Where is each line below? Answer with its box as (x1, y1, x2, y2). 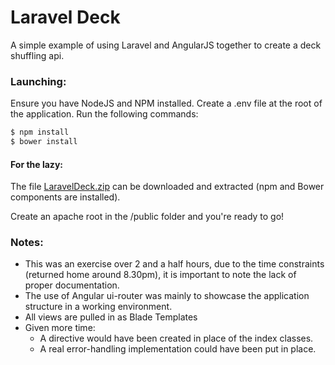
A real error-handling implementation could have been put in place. (39, 343, 317, 355)
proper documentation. (24, 279, 120, 291)
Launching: (10, 74, 67, 88)
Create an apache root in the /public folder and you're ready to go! (10, 211, 285, 223)
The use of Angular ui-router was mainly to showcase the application (24, 290, 310, 302)
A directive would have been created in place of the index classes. (39, 332, 314, 345)
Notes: (10, 236, 44, 250)
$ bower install (10, 137, 78, 147)
